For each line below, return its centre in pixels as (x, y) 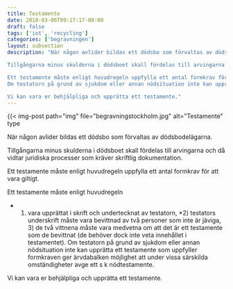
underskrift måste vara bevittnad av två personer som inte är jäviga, (124, 220)
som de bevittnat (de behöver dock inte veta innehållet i (107, 235)
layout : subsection (35, 46)
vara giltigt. (23, 179)
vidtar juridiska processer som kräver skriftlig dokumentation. (95, 158)
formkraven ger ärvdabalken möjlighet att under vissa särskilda (118, 257)
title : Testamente (34, 14)
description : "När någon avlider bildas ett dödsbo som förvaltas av (110, 53)
